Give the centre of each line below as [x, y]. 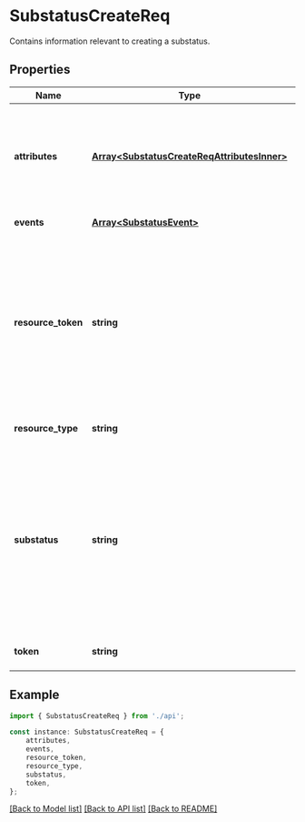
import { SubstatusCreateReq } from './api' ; [97, 715]
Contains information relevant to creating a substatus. [110, 41]
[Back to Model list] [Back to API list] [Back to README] [113, 809]
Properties [40, 70]
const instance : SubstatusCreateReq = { [87, 732]
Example [34, 695]
